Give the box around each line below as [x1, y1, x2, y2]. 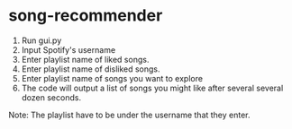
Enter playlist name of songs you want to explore [21, 73, 204, 83]
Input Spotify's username [21, 44, 116, 55]
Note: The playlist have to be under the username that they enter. [8, 109, 251, 120]
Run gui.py [21, 35, 62, 46]
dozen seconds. [21, 91, 82, 103]
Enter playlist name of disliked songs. [21, 64, 160, 74]
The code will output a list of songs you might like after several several [21, 82, 284, 93]
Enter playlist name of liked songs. [21, 54, 150, 64]
